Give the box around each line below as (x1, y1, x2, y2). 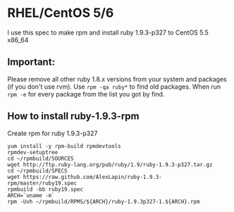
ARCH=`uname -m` (7, 192, 55, 199)
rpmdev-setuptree (7, 149, 58, 156)
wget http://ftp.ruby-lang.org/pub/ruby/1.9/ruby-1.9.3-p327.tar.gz (7, 161, 213, 168)
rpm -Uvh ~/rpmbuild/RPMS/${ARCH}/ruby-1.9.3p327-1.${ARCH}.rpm (7, 198, 200, 205)
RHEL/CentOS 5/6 (7, 5, 114, 21)
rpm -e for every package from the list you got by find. (7, 89, 165, 98)
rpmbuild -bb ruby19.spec (7, 185, 83, 193)
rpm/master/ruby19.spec (7, 180, 78, 187)
